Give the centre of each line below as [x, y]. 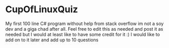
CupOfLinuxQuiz [42, 9]
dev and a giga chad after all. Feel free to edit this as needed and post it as [84, 29]
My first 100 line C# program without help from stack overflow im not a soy [85, 23]
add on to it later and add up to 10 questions [52, 40]
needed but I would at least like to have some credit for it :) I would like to [83, 34]
